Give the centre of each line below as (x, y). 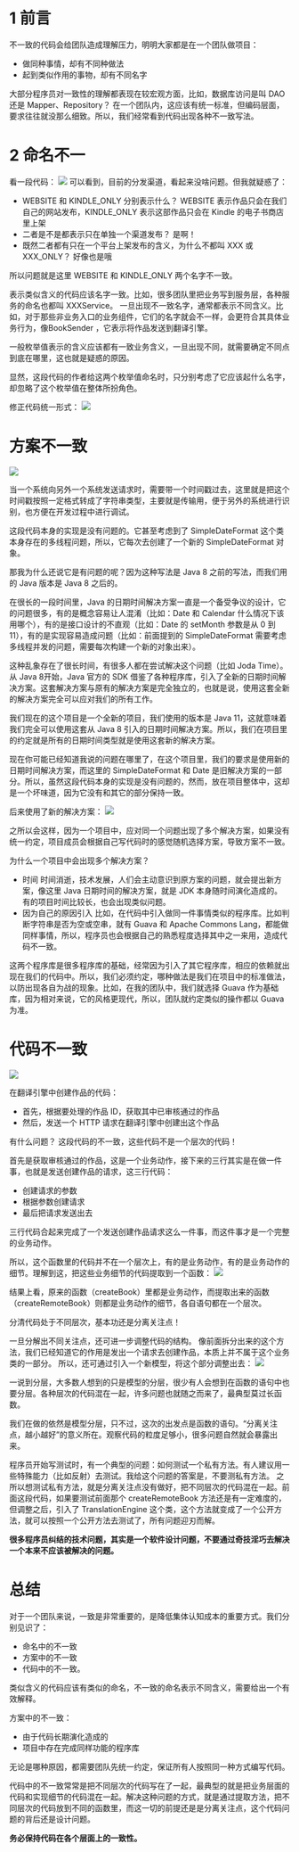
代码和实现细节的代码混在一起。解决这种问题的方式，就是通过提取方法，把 (145, 1797)
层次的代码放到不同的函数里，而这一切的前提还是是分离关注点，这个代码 (149, 1807)
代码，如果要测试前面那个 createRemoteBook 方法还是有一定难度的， (159, 1498)
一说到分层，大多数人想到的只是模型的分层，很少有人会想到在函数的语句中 (145, 1382)
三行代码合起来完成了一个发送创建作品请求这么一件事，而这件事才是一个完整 (149, 1231)
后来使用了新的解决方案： (56, 811)
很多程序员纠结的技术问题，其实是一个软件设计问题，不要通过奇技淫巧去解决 (149, 1539)
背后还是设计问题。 (60, 1819)
